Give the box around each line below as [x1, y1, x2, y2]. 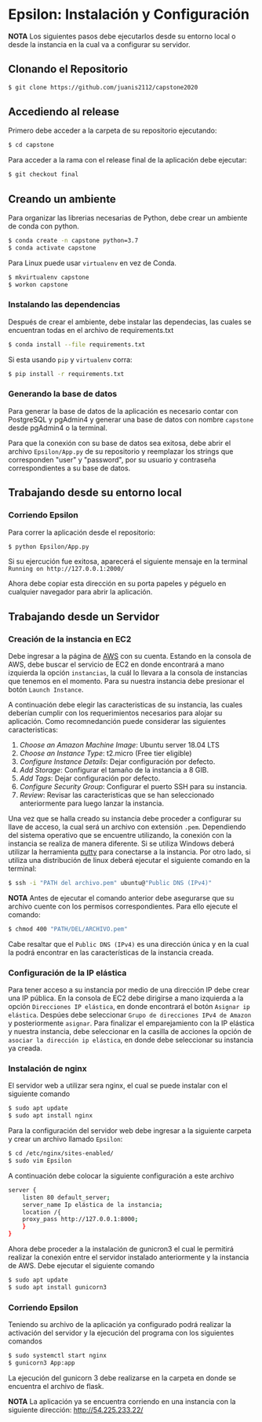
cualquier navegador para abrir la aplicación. [8, 587, 153, 597]
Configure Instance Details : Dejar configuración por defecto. [19, 757, 216, 766]
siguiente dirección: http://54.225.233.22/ [8, 1405, 144, 1414]
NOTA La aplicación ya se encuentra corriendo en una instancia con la [8, 1396, 236, 1406]
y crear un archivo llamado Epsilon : [8, 1135, 123, 1144]
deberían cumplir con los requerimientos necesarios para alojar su [8, 708, 223, 718]
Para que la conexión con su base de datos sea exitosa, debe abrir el [8, 438, 231, 448]
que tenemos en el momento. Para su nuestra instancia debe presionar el [8, 677, 245, 686]
